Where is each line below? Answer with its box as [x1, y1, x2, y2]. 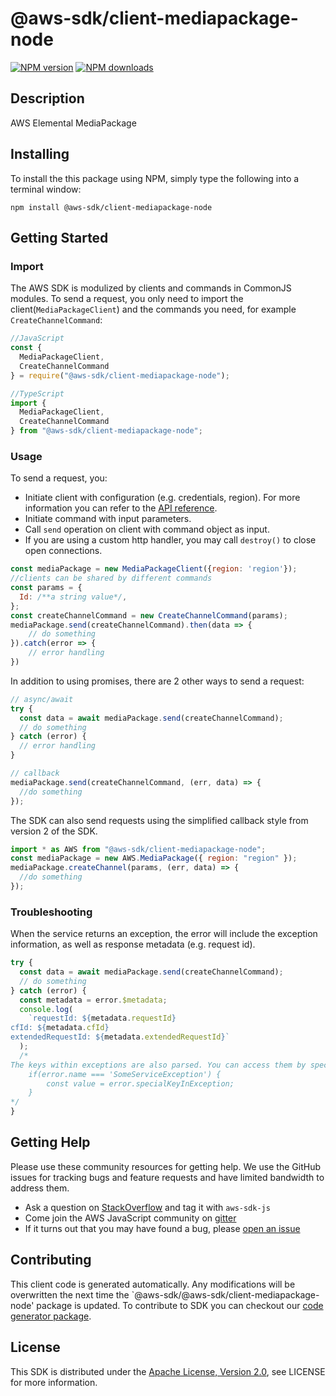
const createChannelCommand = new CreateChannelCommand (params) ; [10, 610, 288, 621]
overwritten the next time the [10, 1288, 130, 1301]
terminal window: [10, 183, 82, 195]
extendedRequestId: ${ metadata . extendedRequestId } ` [10, 1032, 230, 1042]
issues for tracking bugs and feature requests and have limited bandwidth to [10, 1171, 325, 1183]
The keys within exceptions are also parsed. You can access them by [10, 1060, 307, 1070]
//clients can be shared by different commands [10, 573, 213, 584]
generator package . [10, 1310, 92, 1322]
